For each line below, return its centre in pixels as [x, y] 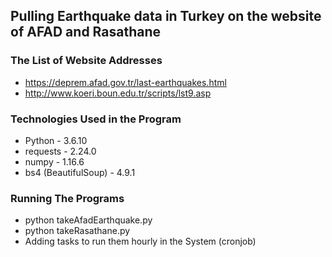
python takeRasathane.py [77, 231]
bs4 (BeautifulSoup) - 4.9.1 [80, 172]
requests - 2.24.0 [60, 151]
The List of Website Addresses [86, 61]
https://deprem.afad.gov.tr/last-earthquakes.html [125, 82]
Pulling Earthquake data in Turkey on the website [166, 16]
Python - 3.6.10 [56, 140]
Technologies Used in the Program [96, 119]
